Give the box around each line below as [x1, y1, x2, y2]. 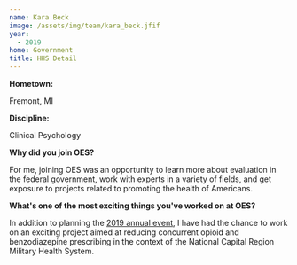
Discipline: [9, 113, 50, 123]
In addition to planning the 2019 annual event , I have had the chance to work [9, 218, 288, 228]
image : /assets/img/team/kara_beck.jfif [9, 21, 161, 30]
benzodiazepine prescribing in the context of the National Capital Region [9, 237, 275, 246]
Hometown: [9, 79, 53, 89]
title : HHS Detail [9, 54, 77, 63]
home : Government [9, 46, 74, 55]
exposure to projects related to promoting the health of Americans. [9, 183, 254, 193]
